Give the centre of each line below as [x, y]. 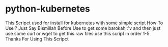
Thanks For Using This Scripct [37, 39]
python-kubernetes [48, 9]
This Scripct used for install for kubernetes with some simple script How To [84, 23]
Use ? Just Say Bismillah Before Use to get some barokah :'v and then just [83, 28]
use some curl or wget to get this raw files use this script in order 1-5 [77, 33]
